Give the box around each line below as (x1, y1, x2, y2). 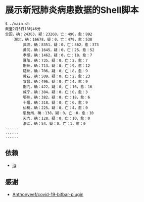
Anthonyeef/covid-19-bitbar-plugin (12, 191, 84, 197)
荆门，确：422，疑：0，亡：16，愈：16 (23, 84, 93, 89)
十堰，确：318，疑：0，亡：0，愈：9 (23, 100, 88, 105)
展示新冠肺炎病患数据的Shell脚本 (5, 4, 139, 16)
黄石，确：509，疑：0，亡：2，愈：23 (23, 74, 90, 79)
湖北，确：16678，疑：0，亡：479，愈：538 (14, 37, 93, 42)
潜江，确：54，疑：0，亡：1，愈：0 (23, 121, 86, 126)
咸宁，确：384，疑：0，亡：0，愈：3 (23, 90, 88, 95)
